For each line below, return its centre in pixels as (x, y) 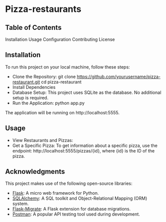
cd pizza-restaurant (61, 82)
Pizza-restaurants (43, 9)
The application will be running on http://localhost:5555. (62, 112)
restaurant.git (26, 82)
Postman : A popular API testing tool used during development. (76, 214)
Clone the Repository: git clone (44, 76)
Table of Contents (34, 28)
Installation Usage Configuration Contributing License (60, 39)
